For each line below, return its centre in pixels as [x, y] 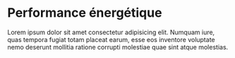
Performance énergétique [85, 13]
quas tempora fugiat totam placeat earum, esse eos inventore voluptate [111, 39]
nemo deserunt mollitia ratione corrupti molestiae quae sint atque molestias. [118, 47]
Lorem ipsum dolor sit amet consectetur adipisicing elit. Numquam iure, [111, 32]
